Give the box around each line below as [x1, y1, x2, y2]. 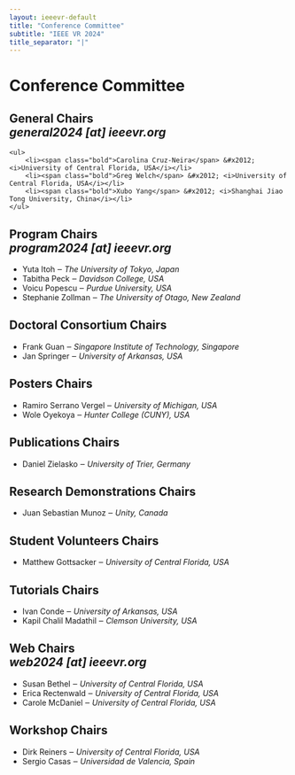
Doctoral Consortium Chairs [9, 318, 167, 333]
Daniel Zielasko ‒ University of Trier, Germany [21, 458, 190, 469]
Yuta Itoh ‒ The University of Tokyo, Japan [21, 264, 180, 275]
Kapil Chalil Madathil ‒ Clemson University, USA [21, 615, 198, 625]
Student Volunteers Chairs [9, 533, 159, 548]
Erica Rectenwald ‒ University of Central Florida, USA [21, 687, 220, 698]
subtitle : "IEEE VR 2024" [9, 29, 105, 38]
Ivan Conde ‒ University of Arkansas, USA [21, 606, 178, 616]
